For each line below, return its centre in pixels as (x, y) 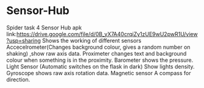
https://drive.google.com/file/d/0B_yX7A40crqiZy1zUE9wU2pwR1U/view (107, 34)
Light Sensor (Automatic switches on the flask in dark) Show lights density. (100, 66)
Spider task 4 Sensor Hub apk (44, 28)
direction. (18, 79)
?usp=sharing (24, 40)
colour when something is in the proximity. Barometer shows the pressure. (100, 60)
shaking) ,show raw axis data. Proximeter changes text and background (97, 53)
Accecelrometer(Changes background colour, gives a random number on (98, 47)
